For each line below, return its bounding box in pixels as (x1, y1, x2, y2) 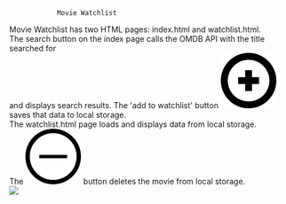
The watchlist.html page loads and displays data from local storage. (9, 119, 258, 129)
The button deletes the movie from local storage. (9, 177, 246, 186)
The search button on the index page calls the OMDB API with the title (9, 34, 265, 43)
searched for (9, 43, 56, 53)
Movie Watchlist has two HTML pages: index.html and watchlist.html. (9, 24, 262, 35)
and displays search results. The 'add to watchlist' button (9, 100, 219, 110)
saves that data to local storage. (9, 110, 127, 120)
